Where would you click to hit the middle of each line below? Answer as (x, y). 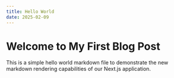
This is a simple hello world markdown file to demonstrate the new (87, 63)
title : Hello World (30, 12)
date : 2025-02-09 (28, 17)
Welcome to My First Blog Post (83, 46)
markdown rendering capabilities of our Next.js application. (79, 69)
